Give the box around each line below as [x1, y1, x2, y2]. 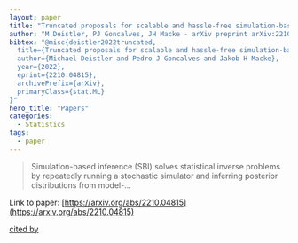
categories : [9, 112, 53, 121]
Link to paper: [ [9, 197, 65, 208]
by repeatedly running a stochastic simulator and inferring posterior [30, 170, 278, 181]
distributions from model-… [30, 179, 131, 191]
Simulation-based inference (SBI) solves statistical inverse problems [30, 161, 281, 171]
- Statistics [17, 121, 66, 129]
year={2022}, [17, 63, 66, 72]
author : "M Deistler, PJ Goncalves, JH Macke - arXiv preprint [9, 29, 248, 38]
